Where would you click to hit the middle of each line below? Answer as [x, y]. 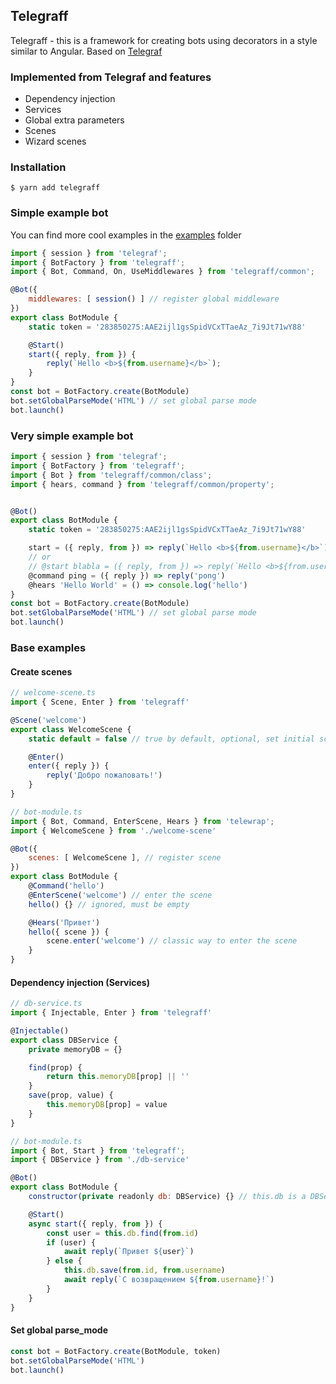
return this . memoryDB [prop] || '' [118, 1077]
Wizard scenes [55, 141]
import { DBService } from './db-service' [100, 1160]
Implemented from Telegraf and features [111, 77]
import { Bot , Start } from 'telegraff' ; [98, 1150]
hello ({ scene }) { [69, 932]
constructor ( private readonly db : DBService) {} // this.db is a [167, 1197]
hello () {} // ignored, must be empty [109, 904]
